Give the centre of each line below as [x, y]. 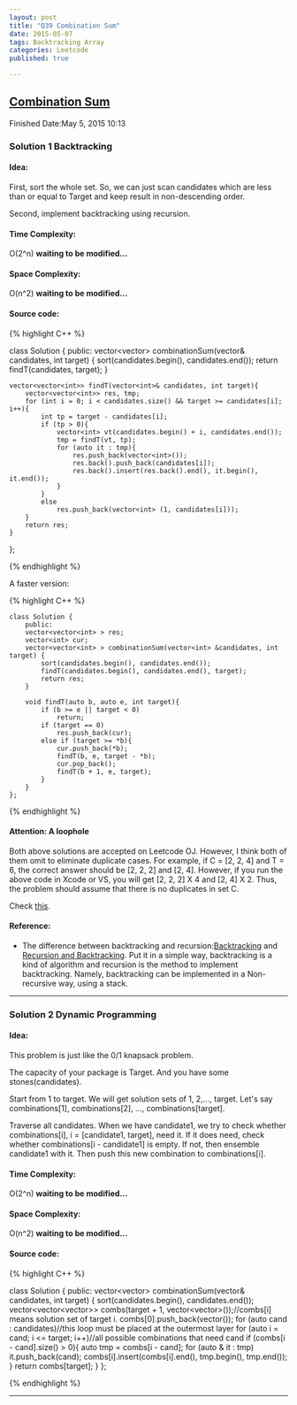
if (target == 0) [72, 725]
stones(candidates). [46, 1082]
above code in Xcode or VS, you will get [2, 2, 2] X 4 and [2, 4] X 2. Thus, [143, 879]
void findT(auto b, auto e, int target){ [102, 702]
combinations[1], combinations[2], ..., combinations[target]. [117, 1109]
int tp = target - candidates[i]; [104, 417]
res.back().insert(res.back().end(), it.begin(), [165, 471]
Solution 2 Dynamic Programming [83, 1014]
